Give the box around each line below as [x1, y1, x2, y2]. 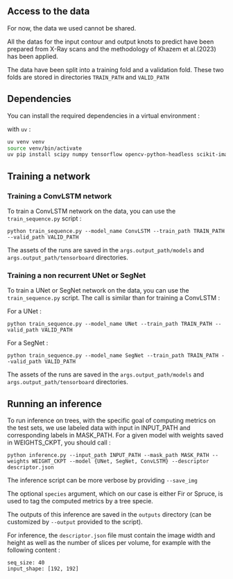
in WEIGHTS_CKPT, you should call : [7, 438, 111, 447]
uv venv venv [7, 138, 45, 145]
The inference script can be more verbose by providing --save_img [7, 476, 198, 485]
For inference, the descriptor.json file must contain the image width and [7, 531, 216, 539]
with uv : [7, 125, 31, 133]
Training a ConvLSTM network [7, 191, 112, 200]
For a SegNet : [7, 339, 49, 347]
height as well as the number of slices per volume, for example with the [7, 539, 212, 547]
